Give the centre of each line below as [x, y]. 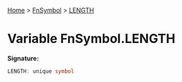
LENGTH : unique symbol [41, 71]
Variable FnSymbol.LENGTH [91, 39]
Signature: [23, 58]
